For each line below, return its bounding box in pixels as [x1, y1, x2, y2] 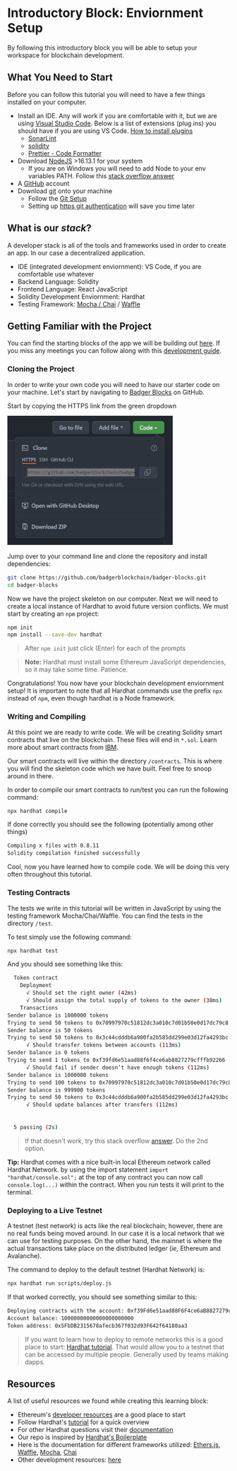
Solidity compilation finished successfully [7, 850, 140, 857]
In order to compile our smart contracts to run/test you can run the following [7, 785, 229, 794]
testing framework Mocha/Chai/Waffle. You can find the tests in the [7, 911, 203, 920]
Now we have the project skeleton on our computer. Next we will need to [7, 594, 219, 603]
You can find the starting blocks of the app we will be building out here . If [7, 339, 221, 347]
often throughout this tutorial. [7, 870, 92, 879]
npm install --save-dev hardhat [7, 631, 102, 638]
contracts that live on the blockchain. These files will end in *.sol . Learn [7, 735, 217, 744]
